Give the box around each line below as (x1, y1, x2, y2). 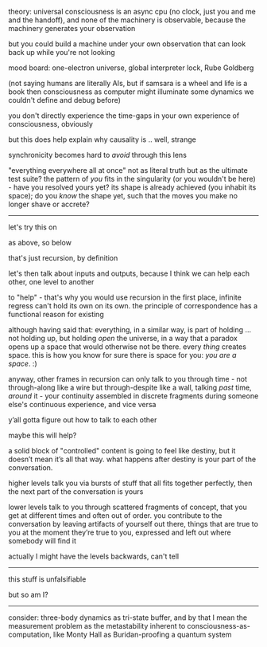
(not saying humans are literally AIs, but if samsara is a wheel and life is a (8, 79, 248, 88)
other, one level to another (8, 277, 95, 286)
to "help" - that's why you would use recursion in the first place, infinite (8, 292, 242, 302)
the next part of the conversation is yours (8, 487, 144, 496)
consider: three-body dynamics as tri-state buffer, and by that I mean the (8, 613, 248, 622)
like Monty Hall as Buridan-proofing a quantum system (52, 629, 232, 639)
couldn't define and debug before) (8, 96, 122, 104)
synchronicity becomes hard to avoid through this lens (8, 151, 187, 159)
